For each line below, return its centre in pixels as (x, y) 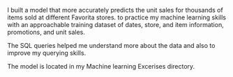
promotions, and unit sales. (46, 32)
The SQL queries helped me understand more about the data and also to (111, 45)
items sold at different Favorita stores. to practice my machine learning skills (117, 17)
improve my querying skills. (47, 53)
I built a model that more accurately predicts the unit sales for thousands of (115, 10)
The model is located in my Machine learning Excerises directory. (101, 66)
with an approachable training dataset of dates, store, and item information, (116, 25)
